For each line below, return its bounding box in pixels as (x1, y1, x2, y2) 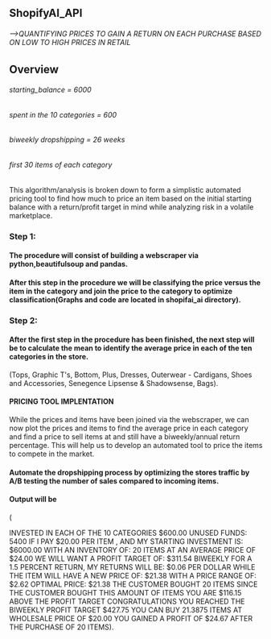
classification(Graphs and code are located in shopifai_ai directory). (9, 294, 241, 305)
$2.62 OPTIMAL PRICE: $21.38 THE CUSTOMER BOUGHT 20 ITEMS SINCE (9, 579, 258, 589)
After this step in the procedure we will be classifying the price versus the (9, 277, 261, 287)
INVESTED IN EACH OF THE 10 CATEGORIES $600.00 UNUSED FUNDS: (9, 528, 248, 537)
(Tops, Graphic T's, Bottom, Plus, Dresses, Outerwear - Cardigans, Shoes (9, 370, 253, 380)
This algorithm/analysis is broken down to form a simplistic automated (9, 185, 241, 194)
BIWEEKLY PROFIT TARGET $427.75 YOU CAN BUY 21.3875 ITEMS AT (9, 604, 243, 615)
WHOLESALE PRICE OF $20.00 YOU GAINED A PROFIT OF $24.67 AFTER (9, 613, 253, 623)
